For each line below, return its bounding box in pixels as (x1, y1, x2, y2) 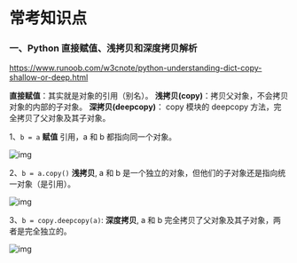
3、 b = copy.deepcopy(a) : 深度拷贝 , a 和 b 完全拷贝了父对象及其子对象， (9, 215, 274, 226)
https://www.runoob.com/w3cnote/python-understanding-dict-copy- (9, 63, 262, 74)
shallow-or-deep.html (9, 72, 89, 83)
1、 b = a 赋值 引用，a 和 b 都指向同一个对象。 (9, 131, 177, 142)
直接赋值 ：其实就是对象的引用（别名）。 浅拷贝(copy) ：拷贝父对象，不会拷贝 (9, 91, 289, 101)
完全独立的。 (24, 226, 72, 236)
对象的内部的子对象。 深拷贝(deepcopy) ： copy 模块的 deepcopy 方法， (9, 101, 274, 112)
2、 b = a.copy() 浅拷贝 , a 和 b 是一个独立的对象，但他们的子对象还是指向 (9, 168, 278, 179)
